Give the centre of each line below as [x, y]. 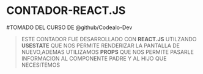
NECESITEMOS [40, 65]
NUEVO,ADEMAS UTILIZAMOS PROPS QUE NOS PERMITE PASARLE [108, 52]
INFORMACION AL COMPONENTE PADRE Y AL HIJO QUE [94, 58]
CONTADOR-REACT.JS [66, 11]
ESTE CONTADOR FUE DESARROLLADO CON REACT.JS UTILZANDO [109, 39]
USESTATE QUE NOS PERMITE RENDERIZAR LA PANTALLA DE [101, 45]
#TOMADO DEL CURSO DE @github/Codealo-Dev [69, 27]
